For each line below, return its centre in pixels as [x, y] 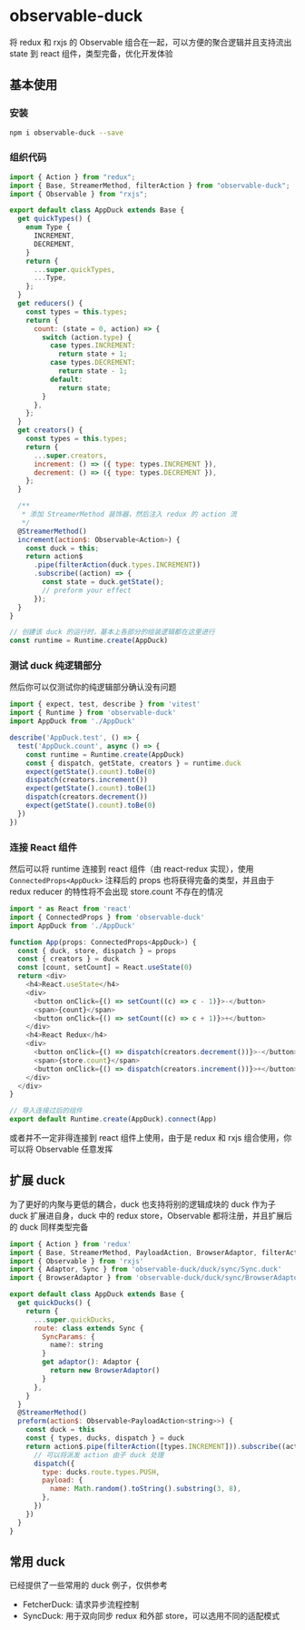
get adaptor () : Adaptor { [91, 1362]
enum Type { [48, 227]
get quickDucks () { [54, 1303]
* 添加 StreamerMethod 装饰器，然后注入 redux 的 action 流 [129, 515]
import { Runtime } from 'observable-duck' [93, 713]
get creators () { [50, 430]
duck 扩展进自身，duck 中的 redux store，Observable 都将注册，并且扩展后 [151, 1215]
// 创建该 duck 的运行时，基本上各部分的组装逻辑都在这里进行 [112, 632]
